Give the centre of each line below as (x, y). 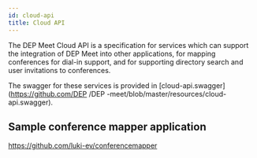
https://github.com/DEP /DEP (58, 94)
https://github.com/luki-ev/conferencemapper (83, 145)
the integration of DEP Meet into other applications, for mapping (112, 53)
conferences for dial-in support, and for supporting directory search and (126, 62)
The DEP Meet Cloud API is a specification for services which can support (128, 45)
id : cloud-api (32, 15)
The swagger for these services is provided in (83, 85)
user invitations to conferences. (60, 70)
